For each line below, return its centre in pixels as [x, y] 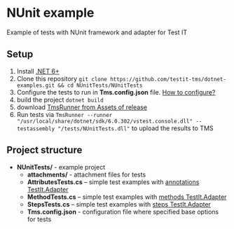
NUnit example [50, 13]
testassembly [36, 129]
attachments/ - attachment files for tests [87, 174]
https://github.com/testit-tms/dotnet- [168, 79]
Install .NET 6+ [38, 71]
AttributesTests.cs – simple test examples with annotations [113, 182]
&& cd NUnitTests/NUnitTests [100, 85]
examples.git [36, 85]
